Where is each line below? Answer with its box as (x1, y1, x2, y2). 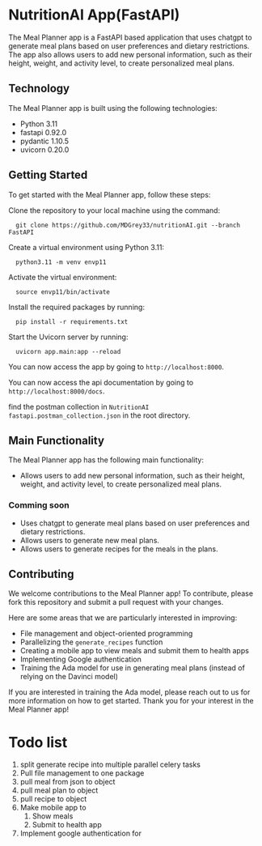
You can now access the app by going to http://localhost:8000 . (8, 362, 225, 372)
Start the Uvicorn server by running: (8, 332, 129, 342)
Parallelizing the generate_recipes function (19, 637, 163, 647)
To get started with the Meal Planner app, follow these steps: (8, 189, 211, 199)
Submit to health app (32, 820, 103, 830)
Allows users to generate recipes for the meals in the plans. (19, 544, 218, 554)
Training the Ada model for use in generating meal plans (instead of (19, 663, 245, 673)
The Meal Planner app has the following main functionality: (8, 455, 205, 465)
